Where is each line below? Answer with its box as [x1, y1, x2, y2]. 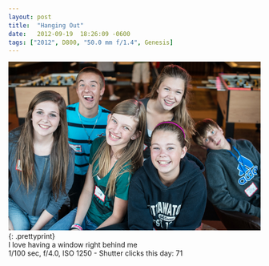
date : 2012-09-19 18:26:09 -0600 [8, 30, 130, 38]
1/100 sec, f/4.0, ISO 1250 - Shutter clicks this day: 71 [8, 248, 183, 258]
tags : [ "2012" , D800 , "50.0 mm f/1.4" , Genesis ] [8, 38, 174, 46]
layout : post [8, 13, 52, 21]
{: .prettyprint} [8, 231, 56, 240]
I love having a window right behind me [8, 240, 138, 249]
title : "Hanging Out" [8, 21, 84, 30]
